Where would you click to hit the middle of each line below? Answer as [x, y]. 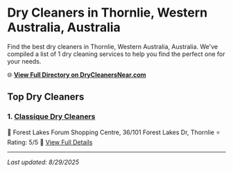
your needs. [24, 61]
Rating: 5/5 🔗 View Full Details [50, 142]
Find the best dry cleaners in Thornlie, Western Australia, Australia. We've [113, 46]
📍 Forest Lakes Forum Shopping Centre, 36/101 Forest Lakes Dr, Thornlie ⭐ [114, 132]
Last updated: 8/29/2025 [43, 162]
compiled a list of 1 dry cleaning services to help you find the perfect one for [116, 54]
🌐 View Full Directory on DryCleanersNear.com [77, 75]
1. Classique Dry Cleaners [51, 117]
